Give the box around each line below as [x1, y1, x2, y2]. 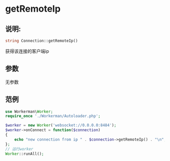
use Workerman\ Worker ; [5, 109, 53, 114]
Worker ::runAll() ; [5, 151, 44, 156]
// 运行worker [5, 146, 34, 151]
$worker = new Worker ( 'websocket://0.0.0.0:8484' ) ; [5, 123, 116, 128]
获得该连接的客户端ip [5, 48, 49, 54]
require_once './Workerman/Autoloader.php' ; [5, 114, 101, 119]
